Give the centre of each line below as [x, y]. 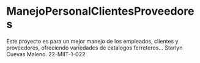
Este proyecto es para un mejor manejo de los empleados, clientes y [92, 41]
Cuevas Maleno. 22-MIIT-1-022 [46, 54]
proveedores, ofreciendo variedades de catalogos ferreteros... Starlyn [94, 48]
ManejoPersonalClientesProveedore [100, 11]
